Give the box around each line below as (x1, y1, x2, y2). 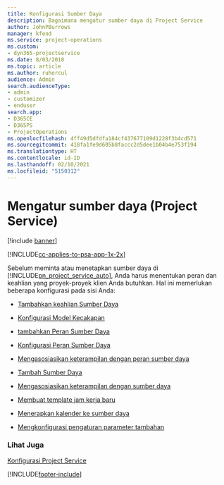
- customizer (7, 96, 46, 103)
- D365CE (7, 115, 33, 122)
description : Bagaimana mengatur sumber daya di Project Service (7, 17, 203, 24)
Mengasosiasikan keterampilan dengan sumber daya (17, 381, 171, 390)
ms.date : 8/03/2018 (7, 56, 65, 63)
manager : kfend (7, 30, 52, 37)
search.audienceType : (7, 82, 71, 90)
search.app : (7, 109, 42, 116)
